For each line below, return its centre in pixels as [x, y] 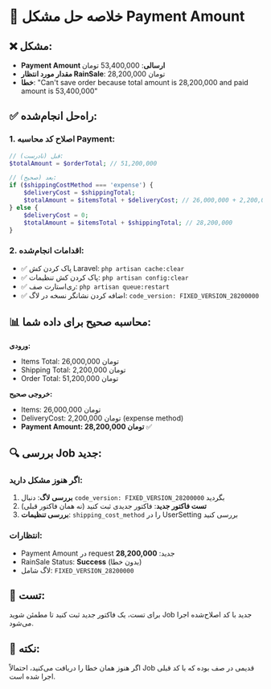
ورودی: [20, 346]
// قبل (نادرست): [37, 156]
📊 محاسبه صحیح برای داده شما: [80, 322]
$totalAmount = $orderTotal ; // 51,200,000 [83, 163]
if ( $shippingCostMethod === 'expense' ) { [81, 185]
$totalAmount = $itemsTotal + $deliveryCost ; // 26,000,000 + [130, 200]
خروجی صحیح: [31, 394]
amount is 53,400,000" [59, 91]
